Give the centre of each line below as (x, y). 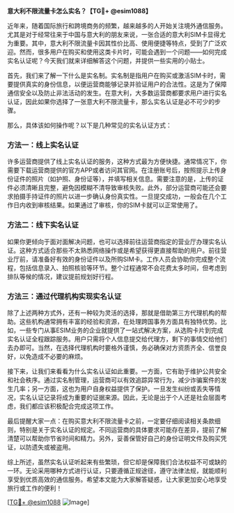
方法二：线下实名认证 (43, 225)
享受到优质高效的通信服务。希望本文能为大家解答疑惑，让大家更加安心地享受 (117, 479)
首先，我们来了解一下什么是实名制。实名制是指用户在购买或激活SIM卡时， (114, 75)
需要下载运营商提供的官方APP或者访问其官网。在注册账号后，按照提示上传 (114, 170)
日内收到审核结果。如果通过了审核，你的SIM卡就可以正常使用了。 (107, 205)
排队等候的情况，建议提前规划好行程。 (62, 276)
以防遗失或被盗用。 (47, 447)
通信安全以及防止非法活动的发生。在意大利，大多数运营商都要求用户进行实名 (117, 93)
